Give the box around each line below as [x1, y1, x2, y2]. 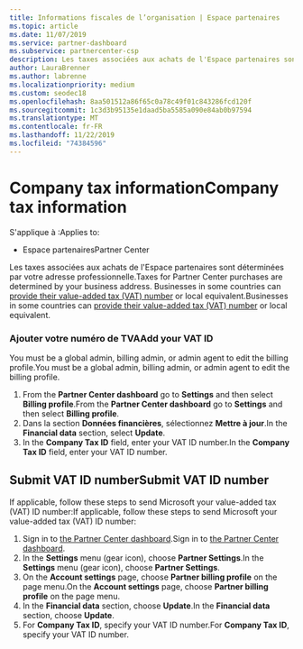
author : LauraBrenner [9, 64, 91, 73]
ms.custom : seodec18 [9, 88, 87, 97]
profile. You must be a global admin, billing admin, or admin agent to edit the [9, 361, 290, 372]
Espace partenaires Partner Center [22, 244, 151, 255]
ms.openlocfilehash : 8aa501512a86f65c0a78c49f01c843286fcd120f [9, 96, 252, 106]
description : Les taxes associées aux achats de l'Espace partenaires [9, 55, 280, 64]
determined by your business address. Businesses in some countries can [9, 280, 281, 291]
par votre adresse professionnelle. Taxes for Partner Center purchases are [9, 271, 283, 282]
